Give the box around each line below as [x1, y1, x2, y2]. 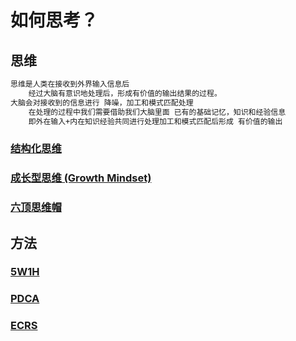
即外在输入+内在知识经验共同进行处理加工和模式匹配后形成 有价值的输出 [28, 116, 283, 126]
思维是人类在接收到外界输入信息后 [10, 79, 130, 89]
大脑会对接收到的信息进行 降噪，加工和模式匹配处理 [10, 97, 194, 108]
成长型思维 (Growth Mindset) [10, 171, 152, 185]
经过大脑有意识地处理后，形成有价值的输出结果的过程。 [28, 88, 222, 98]
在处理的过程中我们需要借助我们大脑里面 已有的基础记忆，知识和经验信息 [28, 107, 287, 117]
